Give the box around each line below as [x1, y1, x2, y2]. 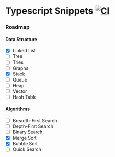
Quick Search [12, 146, 42, 152]
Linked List [12, 48, 36, 54]
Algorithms [5, 106, 30, 112]
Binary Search [12, 129, 43, 135]
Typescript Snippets [5, 5, 94, 17]
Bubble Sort [12, 141, 38, 147]
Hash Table [12, 94, 37, 100]
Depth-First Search [12, 123, 54, 129]
